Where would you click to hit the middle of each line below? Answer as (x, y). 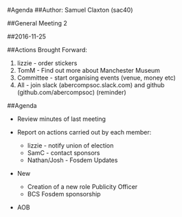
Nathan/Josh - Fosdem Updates (72, 160)
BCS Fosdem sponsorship (64, 194)
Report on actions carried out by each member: (84, 132)
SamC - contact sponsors (64, 153)
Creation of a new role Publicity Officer (82, 187)
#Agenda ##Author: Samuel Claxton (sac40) (70, 10)
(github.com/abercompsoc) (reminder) (72, 92)
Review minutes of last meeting (61, 119)
